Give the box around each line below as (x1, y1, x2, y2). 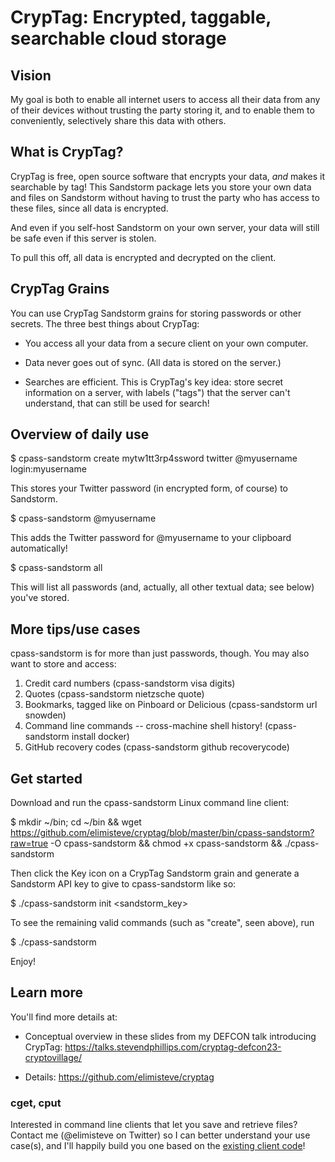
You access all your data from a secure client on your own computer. (24, 337, 309, 349)
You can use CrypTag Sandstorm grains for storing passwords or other (10, 307, 302, 319)
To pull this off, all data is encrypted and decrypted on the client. (10, 251, 277, 263)
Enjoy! (10, 956, 37, 968)
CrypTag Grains (10, 281, 110, 298)
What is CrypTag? (10, 144, 124, 161)
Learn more (10, 984, 84, 1001)
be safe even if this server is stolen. (10, 232, 157, 244)
